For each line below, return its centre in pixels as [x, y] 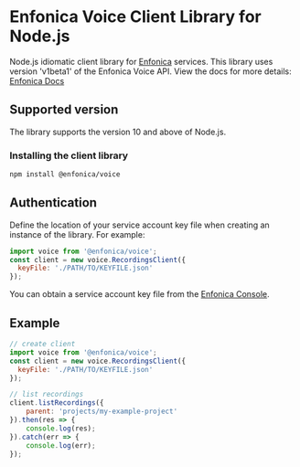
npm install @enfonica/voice [65, 175]
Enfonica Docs [37, 80]
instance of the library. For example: [77, 234]
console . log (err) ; [61, 445]
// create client [43, 345]
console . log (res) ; [61, 428]
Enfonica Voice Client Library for [136, 17]
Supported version [64, 110]
